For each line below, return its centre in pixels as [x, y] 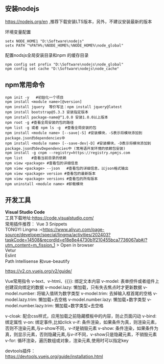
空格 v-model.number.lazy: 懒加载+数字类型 [102, 299]
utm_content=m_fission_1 [30, 245]
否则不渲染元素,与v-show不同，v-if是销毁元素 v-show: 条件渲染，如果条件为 [82, 328]
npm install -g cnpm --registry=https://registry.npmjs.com [68, 153]
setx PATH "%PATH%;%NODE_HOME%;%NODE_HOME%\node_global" [64, 45]
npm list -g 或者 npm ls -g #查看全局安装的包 [51, 128]
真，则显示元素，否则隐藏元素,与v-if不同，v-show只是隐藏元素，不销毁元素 [81, 335]
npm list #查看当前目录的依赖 [36, 158]
